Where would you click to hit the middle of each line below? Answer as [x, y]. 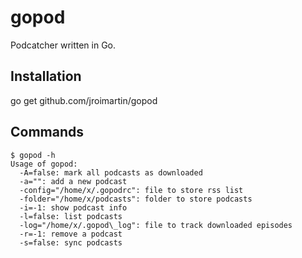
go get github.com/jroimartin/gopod [84, 100]
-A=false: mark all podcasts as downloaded [111, 172]
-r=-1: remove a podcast [71, 234]
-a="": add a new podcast [73, 181]
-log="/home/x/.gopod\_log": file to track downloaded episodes [156, 225]
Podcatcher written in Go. [63, 45]
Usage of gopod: [44, 164]
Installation [46, 76]
